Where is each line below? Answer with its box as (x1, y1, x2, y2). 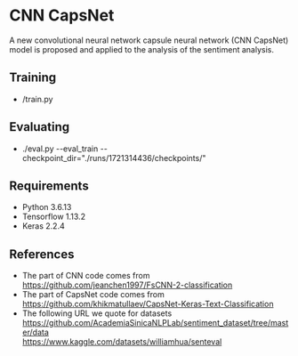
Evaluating (9, 119, 70, 134)
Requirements (9, 178, 89, 193)
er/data (21, 327, 49, 338)
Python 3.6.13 (21, 202, 72, 213)
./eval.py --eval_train (21, 143, 99, 154)
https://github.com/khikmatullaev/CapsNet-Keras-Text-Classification (21, 299, 274, 310)
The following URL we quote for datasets (21, 308, 173, 319)
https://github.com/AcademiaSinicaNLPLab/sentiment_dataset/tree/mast (21, 318, 289, 328)
